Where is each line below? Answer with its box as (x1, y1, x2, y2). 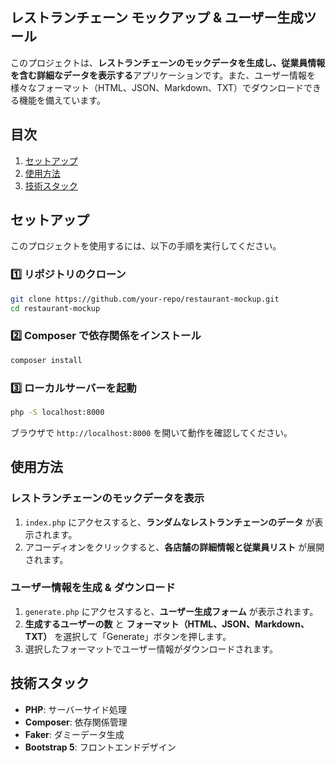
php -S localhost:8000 (10, 407, 105, 417)
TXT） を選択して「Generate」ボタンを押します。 (24, 630, 232, 642)
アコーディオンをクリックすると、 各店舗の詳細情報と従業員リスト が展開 (24, 541, 325, 553)
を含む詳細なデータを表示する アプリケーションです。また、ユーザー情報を (10, 69, 317, 81)
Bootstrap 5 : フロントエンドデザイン (24, 741, 177, 753)
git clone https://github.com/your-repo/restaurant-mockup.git (10, 294, 280, 304)
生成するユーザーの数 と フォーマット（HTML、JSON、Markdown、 (24, 618, 310, 630)
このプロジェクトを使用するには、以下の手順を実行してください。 (10, 240, 282, 252)
